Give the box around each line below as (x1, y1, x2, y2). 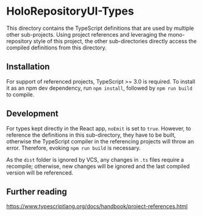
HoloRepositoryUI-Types (6, 4, 134, 18)
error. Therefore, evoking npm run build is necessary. (6, 144, 141, 151)
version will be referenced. (6, 169, 74, 176)
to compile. (6, 90, 35, 98)
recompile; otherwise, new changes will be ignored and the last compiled (6, 162, 190, 170)
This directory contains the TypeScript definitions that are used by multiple (6, 24, 194, 32)
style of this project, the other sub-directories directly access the (33, 37, 197, 45)
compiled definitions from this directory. (6, 44, 107, 51)
